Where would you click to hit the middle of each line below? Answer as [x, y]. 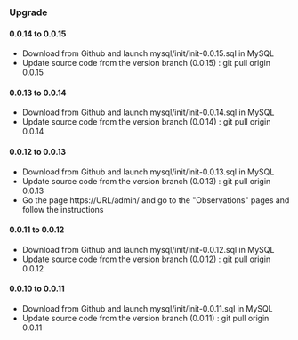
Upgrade [28, 12]
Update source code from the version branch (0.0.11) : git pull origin [145, 318]
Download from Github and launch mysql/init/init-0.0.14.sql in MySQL [148, 112]
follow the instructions [63, 209]
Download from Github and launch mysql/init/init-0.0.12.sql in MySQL [148, 249]
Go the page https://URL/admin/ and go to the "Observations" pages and [156, 200]
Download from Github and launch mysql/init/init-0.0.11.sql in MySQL [147, 308]
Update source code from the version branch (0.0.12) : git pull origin [146, 259]
